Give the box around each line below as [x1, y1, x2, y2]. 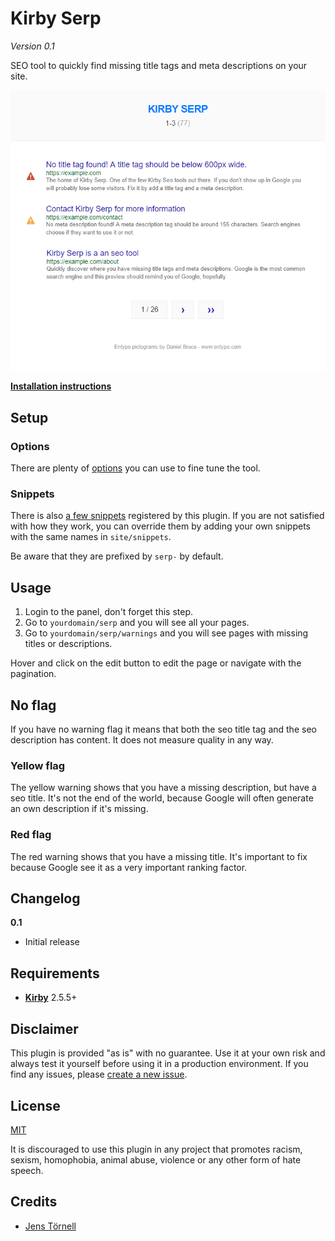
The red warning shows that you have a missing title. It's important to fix [10, 850, 308, 862]
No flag [10, 697, 57, 714]
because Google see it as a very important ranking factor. [10, 861, 248, 873]
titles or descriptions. [24, 638, 113, 650]
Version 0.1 [10, 40, 55, 52]
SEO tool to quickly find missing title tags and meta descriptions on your [10, 59, 308, 71]
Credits [10, 1193, 58, 1211]
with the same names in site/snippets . [10, 531, 172, 543]
